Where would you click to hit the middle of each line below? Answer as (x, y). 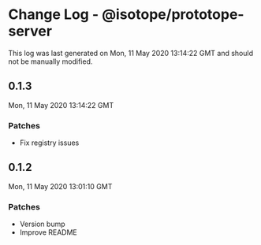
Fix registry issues (49, 143)
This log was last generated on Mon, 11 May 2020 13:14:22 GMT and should (131, 53)
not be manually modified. (50, 61)
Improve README (48, 232)
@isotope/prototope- (173, 15)
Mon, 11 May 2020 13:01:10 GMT (60, 186)
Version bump (42, 224)
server (30, 31)
